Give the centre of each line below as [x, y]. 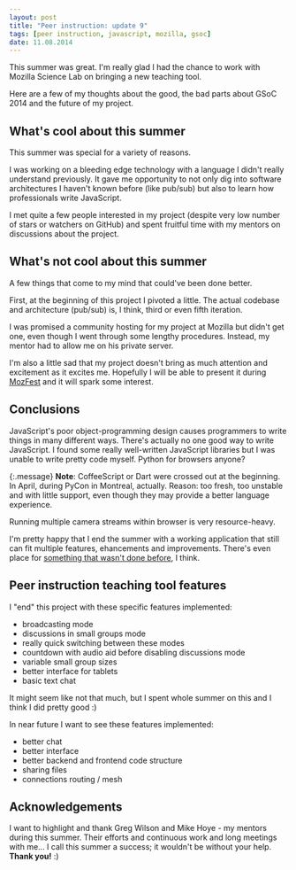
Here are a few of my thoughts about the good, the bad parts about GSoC [143, 94]
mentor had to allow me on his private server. [91, 346]
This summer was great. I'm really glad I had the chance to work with [135, 67]
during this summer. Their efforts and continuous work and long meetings [143, 837]
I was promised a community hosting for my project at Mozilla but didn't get [147, 326]
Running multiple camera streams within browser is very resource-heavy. [142, 521]
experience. [31, 504]
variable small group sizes [69, 662]
